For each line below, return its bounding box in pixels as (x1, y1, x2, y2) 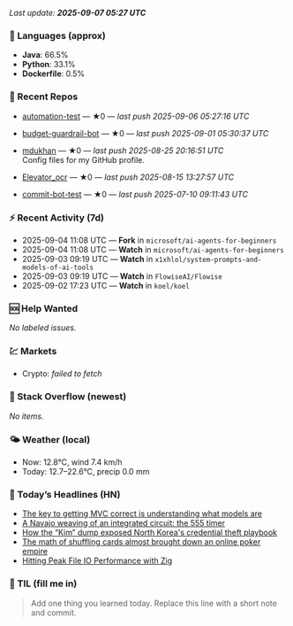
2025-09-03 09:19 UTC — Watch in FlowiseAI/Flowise (21, 270, 222, 282)
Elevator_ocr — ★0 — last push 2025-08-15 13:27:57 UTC (21, 172, 235, 182)
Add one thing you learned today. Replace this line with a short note (30, 598, 278, 608)
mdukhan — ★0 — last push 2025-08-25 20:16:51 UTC (21, 145, 224, 156)
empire (21, 546, 49, 557)
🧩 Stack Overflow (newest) (9, 390, 127, 403)
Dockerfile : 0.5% (21, 68, 86, 79)
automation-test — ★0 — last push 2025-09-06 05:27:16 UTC (21, 111, 250, 121)
